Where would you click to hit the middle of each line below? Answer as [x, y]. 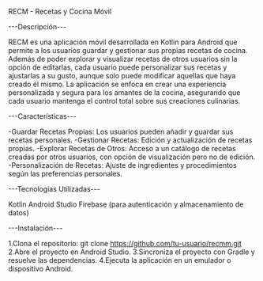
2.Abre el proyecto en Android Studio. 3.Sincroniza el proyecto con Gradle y [131, 252]
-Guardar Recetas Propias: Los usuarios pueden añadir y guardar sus [121, 131]
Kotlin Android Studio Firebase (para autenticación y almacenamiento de [126, 204]
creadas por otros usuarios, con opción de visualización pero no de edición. [132, 157]
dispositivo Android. [41, 269]
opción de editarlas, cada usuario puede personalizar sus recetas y [118, 67]
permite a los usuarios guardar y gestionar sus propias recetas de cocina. [128, 50]
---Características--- [43, 116]
